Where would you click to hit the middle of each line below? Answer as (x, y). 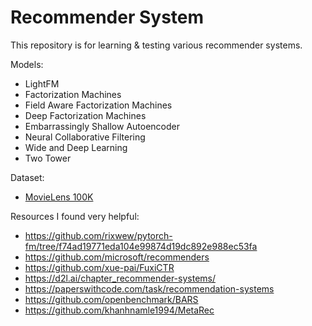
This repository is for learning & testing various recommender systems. (156, 45)
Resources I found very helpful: (75, 216)
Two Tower (48, 158)
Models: (27, 64)
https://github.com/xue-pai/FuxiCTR (99, 267)
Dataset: (27, 177)
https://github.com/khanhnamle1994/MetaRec (119, 310)
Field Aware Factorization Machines (98, 105)
